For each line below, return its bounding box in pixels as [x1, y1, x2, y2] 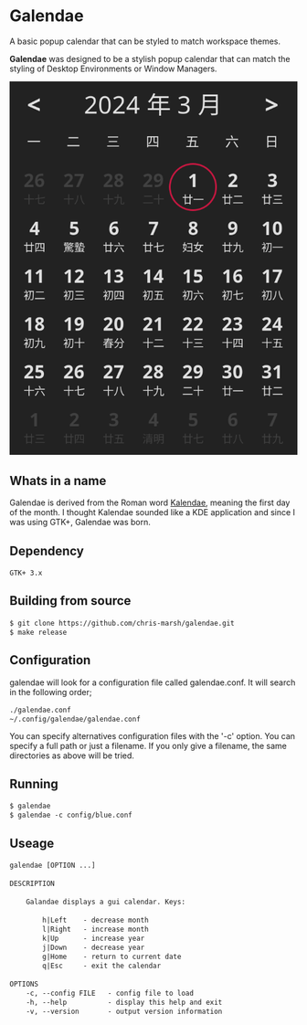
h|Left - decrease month [42, 915, 149, 925]
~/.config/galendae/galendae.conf [9, 714, 142, 724]
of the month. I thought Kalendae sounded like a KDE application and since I [9, 507, 295, 518]
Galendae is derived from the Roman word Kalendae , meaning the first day [9, 497, 291, 508]
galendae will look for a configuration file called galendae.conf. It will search [9, 677, 296, 688]
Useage [9, 835, 55, 851]
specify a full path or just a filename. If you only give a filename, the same [9, 740, 288, 751]
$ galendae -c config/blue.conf [9, 810, 132, 820]
